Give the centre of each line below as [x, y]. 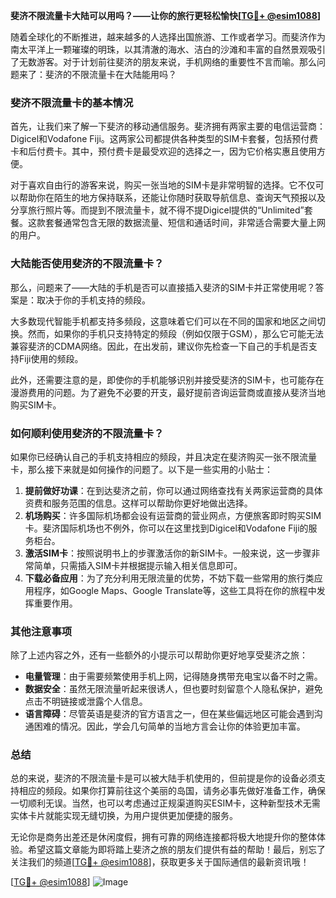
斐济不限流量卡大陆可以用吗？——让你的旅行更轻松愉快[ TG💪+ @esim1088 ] [166, 15]
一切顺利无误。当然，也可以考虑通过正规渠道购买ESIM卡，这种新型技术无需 [165, 803]
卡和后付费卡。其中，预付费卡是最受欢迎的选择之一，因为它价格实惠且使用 [163, 151]
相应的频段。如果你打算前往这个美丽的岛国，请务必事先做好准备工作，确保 [172, 791]
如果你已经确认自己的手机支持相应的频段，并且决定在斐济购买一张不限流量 [163, 456]
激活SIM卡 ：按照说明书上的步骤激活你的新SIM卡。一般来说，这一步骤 [168, 553]
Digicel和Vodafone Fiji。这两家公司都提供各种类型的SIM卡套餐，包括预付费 [164, 139]
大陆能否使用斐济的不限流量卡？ [87, 264]
